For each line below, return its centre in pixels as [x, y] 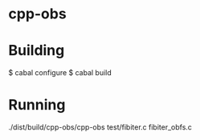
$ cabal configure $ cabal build [60, 73]
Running [37, 105]
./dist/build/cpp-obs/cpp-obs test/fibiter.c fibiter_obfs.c [100, 127]
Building [37, 51]
